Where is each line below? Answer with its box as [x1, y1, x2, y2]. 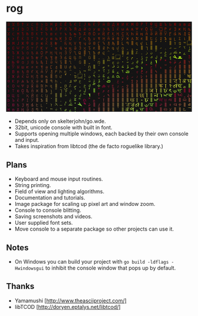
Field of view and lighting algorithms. [14, 188, 105, 195]
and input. [14, 137, 39, 144]
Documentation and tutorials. [14, 194, 85, 201]
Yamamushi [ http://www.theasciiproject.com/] [14, 297, 127, 304]
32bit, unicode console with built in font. [14, 124, 113, 131]
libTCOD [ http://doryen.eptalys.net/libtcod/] [14, 303, 121, 310]
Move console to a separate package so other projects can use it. [14, 225, 174, 232]
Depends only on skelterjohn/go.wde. [14, 118, 106, 125]
